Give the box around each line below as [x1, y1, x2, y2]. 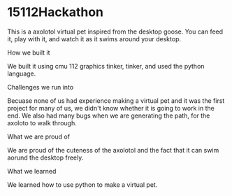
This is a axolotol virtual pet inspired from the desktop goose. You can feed [7, 27, 224, 36]
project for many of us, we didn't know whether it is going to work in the [7, 104, 215, 112]
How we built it [7, 48, 50, 57]
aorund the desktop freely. [7, 153, 84, 162]
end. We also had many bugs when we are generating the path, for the [7, 111, 210, 120]
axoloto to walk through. [7, 118, 77, 127]
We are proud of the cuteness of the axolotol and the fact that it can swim [7, 146, 219, 154]
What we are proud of [7, 132, 71, 141]
